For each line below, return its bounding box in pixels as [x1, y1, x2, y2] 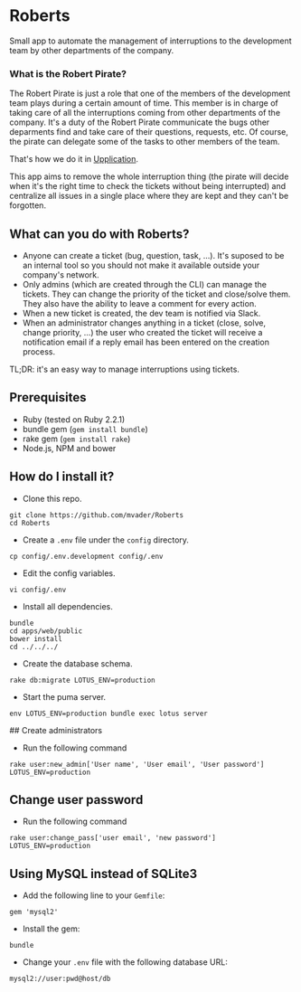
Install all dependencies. [22, 600, 113, 611]
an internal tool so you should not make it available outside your [22, 260, 260, 271]
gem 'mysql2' [9, 908, 59, 917]
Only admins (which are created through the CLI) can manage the [22, 279, 267, 290]
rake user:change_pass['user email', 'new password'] [9, 834, 217, 843]
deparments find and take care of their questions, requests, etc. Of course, [9, 127, 289, 137]
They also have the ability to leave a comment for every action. [22, 298, 257, 309]
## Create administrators [9, 724, 102, 735]
